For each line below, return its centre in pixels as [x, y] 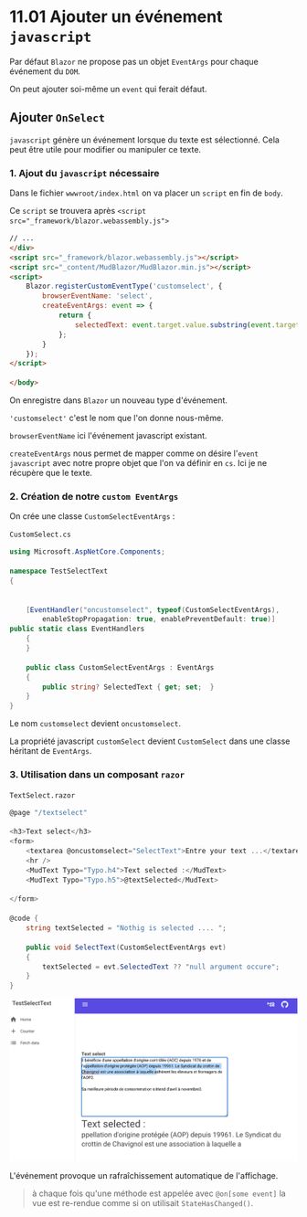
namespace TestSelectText [58, 571]
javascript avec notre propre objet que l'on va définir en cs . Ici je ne [138, 463]
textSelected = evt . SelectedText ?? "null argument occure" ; [161, 967]
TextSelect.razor [42, 795]
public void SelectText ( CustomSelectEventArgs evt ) [126, 947]
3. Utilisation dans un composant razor [97, 775]
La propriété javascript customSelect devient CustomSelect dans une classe [150, 741]
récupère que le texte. [51, 473]
